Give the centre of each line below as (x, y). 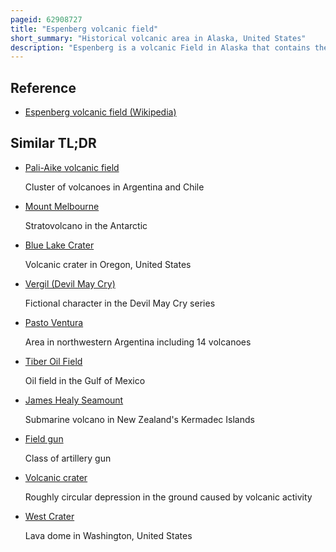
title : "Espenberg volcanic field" (84, 29)
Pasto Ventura (54, 322)
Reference (43, 87)
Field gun (44, 438)
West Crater (49, 516)
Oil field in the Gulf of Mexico (85, 380)
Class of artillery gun (68, 458)
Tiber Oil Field (53, 361)
